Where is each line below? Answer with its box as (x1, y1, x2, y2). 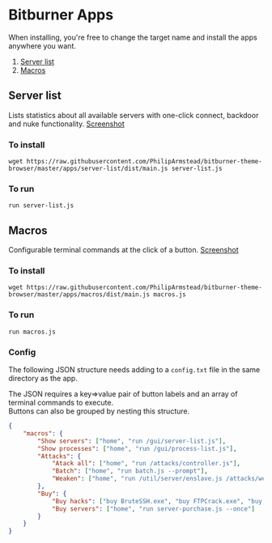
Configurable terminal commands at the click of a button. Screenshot (8, 245, 239, 255)
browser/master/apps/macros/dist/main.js (8, 291, 151, 299)
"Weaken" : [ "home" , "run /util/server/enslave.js (51, 475, 223, 483)
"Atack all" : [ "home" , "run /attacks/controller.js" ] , (51, 460, 241, 468)
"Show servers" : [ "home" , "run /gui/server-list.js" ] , (37, 437, 227, 445)
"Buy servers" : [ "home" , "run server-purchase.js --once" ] (51, 504, 255, 513)
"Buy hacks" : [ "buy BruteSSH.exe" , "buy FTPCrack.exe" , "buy (51, 497, 263, 505)
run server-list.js (8, 202, 74, 210)
